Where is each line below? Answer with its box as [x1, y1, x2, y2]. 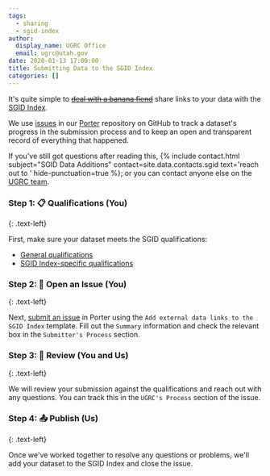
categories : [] [8, 72, 60, 80]
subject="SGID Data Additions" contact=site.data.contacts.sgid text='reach [8, 159, 260, 169]
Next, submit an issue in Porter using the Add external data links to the [8, 312, 254, 323]
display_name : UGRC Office [15, 42, 106, 50]
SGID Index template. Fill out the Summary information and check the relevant [8, 321, 260, 331]
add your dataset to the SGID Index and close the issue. [8, 458, 193, 468]
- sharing [15, 19, 48, 27]
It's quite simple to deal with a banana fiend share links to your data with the [8, 94, 262, 103]
